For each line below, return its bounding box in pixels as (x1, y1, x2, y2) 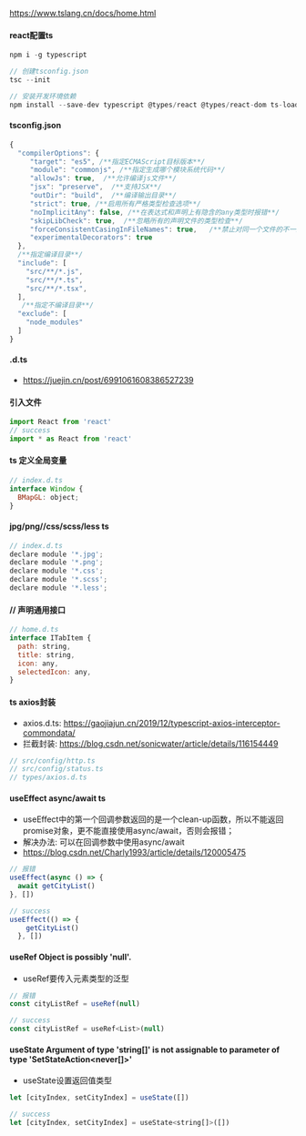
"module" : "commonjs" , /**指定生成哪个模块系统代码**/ (29, 166, 226, 175)
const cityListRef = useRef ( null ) (9, 999, 141, 1009)
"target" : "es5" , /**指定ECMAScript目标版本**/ (29, 157, 206, 167)
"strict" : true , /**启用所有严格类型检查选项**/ (29, 199, 202, 208)
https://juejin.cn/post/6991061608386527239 (22, 374, 194, 385)
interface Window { (9, 484, 84, 493)
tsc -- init (9, 75, 51, 85)
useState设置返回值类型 (22, 1075, 112, 1086)
